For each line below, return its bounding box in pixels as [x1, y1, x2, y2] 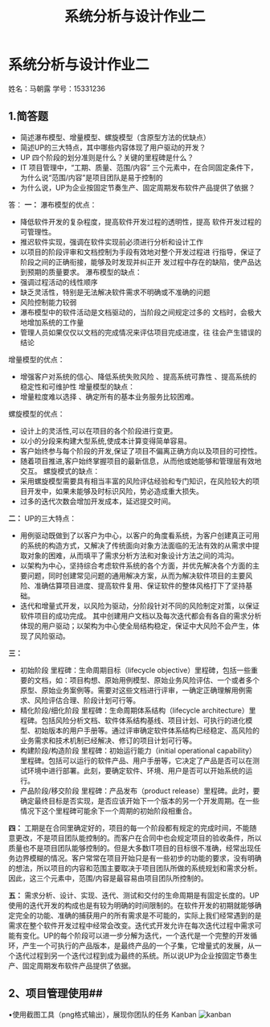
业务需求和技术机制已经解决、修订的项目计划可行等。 [19, 735, 197, 745]
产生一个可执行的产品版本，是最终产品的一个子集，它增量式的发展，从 [22, 940, 255, 950]
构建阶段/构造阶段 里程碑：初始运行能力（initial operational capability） [19, 746, 257, 755]
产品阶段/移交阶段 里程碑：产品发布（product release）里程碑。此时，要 [19, 786, 260, 795]
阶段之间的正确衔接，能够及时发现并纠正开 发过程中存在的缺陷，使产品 [19, 257, 255, 266]
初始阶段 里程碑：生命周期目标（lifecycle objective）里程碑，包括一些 [19, 665, 252, 675]
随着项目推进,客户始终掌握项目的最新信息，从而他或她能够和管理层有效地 [19, 456, 262, 466]
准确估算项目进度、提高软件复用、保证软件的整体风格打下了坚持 [34, 581, 246, 590]
